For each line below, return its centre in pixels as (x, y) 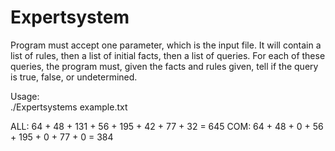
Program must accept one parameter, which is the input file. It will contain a (166, 45)
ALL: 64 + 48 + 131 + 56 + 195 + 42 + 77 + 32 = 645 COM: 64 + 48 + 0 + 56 (167, 126)
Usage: (25, 96)
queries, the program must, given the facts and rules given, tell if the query (164, 66)
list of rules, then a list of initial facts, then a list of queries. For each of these (168, 55)
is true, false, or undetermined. (74, 77)
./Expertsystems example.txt (69, 107)
